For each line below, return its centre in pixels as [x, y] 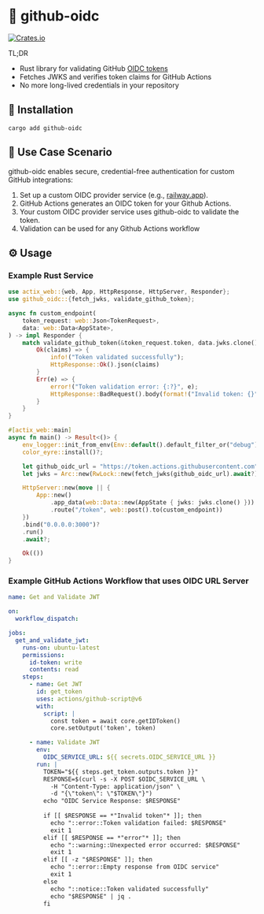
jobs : [17, 633]
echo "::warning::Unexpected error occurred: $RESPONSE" [145, 845]
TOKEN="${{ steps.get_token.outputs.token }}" [121, 771]
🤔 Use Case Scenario [60, 152]
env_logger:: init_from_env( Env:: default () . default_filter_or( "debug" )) [142, 444]
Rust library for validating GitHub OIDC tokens [94, 68]
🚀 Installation [41, 110]
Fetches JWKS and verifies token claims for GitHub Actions [115, 76]
